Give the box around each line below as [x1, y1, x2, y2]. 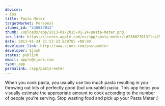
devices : [5, 7, 23, 12]
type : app [5, 62, 26, 66]
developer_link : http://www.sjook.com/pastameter [5, 43, 109, 48]
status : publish [5, 52, 38, 58]
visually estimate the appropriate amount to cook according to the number [5, 90, 156, 96]
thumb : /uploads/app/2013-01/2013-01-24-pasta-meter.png [5, 30, 124, 35]
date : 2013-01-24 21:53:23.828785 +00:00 [5, 39, 91, 44]
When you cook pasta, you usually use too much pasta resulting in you [5, 80, 148, 85]
